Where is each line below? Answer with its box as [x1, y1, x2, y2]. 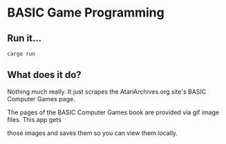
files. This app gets [7, 115, 62, 123]
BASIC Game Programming [7, 5, 164, 21]
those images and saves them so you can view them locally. [7, 129, 178, 137]
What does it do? [7, 69, 82, 81]
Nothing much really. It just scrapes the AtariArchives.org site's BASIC [7, 88, 207, 96]
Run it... [7, 32, 42, 44]
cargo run [7, 50, 36, 57]
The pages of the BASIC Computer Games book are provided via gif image [7, 108, 220, 116]
